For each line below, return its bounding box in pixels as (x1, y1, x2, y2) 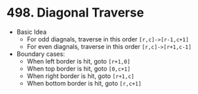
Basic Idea (16, 28, 47, 36)
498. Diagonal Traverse (6, 5, 145, 21)
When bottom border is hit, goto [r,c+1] (26, 79, 142, 87)
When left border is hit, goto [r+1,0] (26, 57, 131, 65)
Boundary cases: (16, 50, 65, 58)
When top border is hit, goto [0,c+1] (26, 64, 131, 73)
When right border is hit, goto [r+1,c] (26, 71, 134, 80)
